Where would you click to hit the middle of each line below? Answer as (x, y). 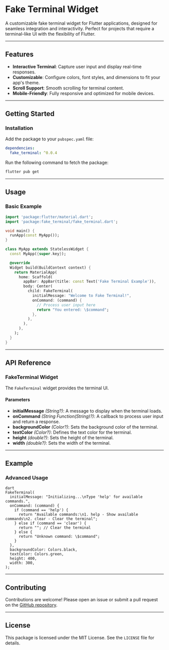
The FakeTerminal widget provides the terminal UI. (57, 388)
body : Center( (38, 286)
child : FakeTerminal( (50, 291)
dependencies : (20, 148)
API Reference (28, 363)
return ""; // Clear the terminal (55, 528)
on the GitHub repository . (31, 605)
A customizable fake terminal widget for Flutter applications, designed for (81, 23)
